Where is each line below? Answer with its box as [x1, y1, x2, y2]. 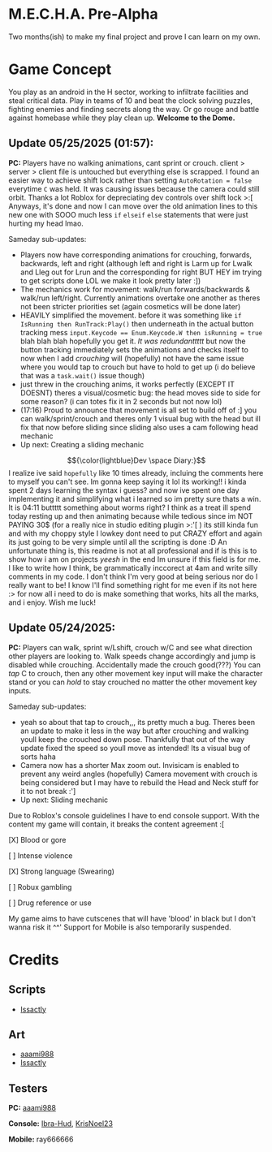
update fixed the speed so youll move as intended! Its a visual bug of [19, 743, 251, 753]
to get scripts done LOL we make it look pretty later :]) [19, 275, 201, 285]
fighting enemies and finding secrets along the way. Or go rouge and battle [8, 104, 260, 114]
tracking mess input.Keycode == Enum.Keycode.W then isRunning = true [19, 327, 262, 337]
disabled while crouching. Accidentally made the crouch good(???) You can [8, 659, 261, 670]
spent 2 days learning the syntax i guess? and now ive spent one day [8, 485, 240, 495]
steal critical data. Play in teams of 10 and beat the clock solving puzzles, [8, 95, 253, 106]
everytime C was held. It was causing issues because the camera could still [8, 183, 260, 193]
